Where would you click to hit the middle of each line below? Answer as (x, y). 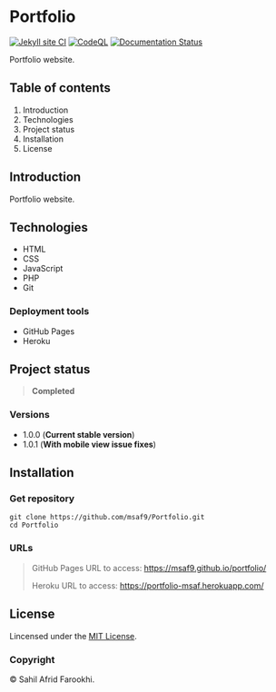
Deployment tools (49, 311)
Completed (53, 391)
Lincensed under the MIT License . (74, 636)
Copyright (32, 659)
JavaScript (43, 269)
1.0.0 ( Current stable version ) (79, 434)
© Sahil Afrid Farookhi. (52, 679)
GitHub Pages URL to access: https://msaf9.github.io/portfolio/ (149, 568)
